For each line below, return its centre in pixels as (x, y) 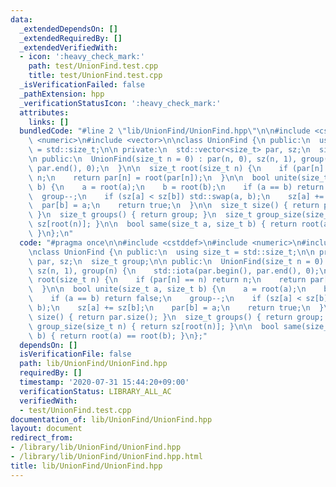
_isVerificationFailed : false (82, 85)
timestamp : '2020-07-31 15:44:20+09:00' (104, 382)
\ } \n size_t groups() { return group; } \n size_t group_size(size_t (180, 215)
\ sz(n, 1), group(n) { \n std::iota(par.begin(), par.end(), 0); (174, 271)
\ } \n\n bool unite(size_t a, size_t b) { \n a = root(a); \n (167, 289)
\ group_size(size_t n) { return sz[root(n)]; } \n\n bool (154, 326)
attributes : (44, 112)
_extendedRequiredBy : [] (71, 38)
